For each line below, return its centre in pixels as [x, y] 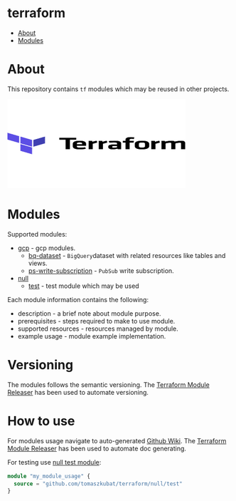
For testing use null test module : [54, 462]
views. [38, 263]
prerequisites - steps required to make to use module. [96, 321]
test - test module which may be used [84, 286]
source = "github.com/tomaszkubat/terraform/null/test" [98, 484]
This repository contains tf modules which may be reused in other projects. [118, 89]
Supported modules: [37, 234]
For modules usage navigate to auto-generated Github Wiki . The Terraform [117, 440]
